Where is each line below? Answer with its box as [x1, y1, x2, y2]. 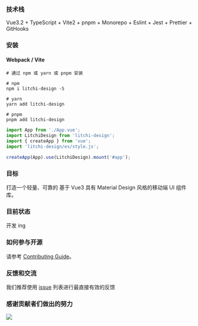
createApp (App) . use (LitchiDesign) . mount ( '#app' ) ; [6, 154, 131, 160]
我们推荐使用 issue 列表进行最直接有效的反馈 [6, 283, 115, 291]
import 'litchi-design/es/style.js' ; [6, 144, 99, 150]
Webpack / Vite [6, 56, 46, 63]
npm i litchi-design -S [6, 86, 65, 92]
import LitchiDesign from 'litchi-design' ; [6, 133, 115, 139]
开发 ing [6, 222, 26, 229]
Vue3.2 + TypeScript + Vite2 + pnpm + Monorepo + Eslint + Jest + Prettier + [6, 19, 193, 26]
